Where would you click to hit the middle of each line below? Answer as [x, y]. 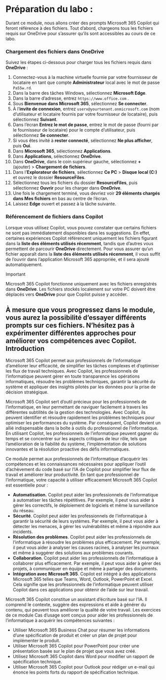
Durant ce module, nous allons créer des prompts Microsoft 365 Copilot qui [83, 23]
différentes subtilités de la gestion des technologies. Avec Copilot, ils [76, 412]
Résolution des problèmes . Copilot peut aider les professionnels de [82, 537]
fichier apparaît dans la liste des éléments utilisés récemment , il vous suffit [83, 254]
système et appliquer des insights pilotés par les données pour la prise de [81, 387]
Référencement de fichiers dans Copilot [54, 217]
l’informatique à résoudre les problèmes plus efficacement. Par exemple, [87, 543]
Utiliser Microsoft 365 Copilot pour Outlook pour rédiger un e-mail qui [84, 667]
